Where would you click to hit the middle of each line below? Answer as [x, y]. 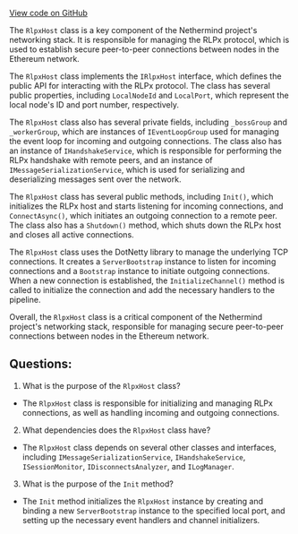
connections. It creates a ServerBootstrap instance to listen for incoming [143, 262]
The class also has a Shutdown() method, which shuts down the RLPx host [145, 225]
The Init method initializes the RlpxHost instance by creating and [143, 501]
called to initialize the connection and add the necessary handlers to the [142, 290]
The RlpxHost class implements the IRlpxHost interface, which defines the [145, 76]
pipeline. [25, 300]
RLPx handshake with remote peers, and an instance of [111, 160]
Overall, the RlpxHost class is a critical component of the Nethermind [136, 317]
